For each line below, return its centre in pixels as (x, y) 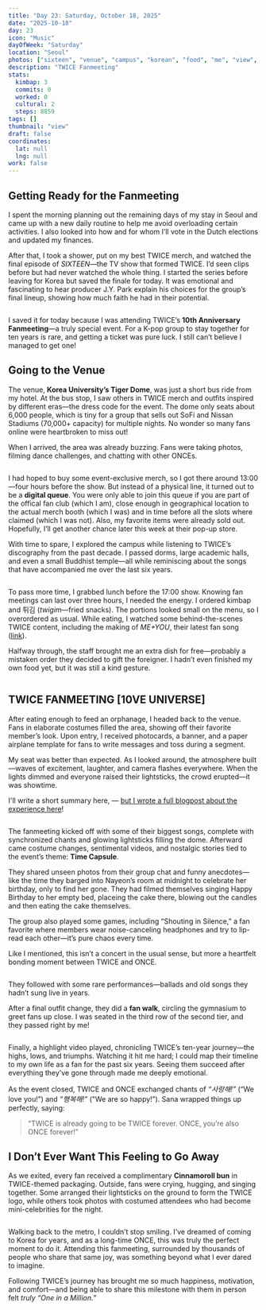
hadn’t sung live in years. (49, 992)
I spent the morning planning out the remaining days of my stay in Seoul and (133, 215)
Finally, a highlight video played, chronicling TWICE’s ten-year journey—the (131, 1047)
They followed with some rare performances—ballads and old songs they (128, 984)
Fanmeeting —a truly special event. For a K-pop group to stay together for (129, 328)
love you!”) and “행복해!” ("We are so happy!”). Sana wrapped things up (125, 1099)
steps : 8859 (35, 112)
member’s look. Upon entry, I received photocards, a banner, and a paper (128, 735)
